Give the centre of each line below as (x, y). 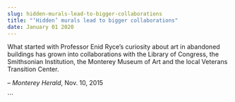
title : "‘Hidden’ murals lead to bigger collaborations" (93, 20)
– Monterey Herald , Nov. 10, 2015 (55, 83)
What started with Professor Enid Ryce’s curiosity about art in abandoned (114, 47)
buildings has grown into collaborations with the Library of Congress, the (113, 54)
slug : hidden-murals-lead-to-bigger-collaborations (85, 14)
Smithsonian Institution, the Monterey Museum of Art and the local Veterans (117, 62)
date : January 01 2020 (41, 27)
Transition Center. (33, 69)
